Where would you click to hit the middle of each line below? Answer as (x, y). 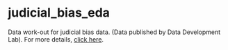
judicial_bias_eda (59, 13)
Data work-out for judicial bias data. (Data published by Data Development (114, 32)
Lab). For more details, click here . (56, 39)
